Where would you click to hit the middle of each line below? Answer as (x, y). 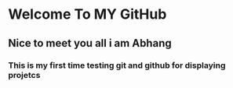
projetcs (24, 75)
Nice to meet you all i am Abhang (90, 43)
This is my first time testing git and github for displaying (117, 65)
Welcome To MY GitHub (87, 14)
